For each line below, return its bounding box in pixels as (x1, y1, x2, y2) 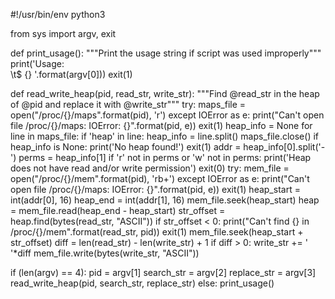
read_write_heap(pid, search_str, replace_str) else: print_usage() (10, 277, 275, 289)
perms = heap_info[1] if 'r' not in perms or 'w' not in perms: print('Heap (18, 152, 312, 163)
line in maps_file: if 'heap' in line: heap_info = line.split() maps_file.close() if (10, 130, 319, 142)
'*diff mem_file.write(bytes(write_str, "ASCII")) (10, 247, 200, 259)
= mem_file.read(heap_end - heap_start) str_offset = (10, 205, 226, 216)
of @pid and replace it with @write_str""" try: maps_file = (10, 99, 247, 110)
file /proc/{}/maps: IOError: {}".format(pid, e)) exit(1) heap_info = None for (10, 120, 313, 131)
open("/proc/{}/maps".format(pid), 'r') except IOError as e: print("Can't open (10, 109, 325, 121)
